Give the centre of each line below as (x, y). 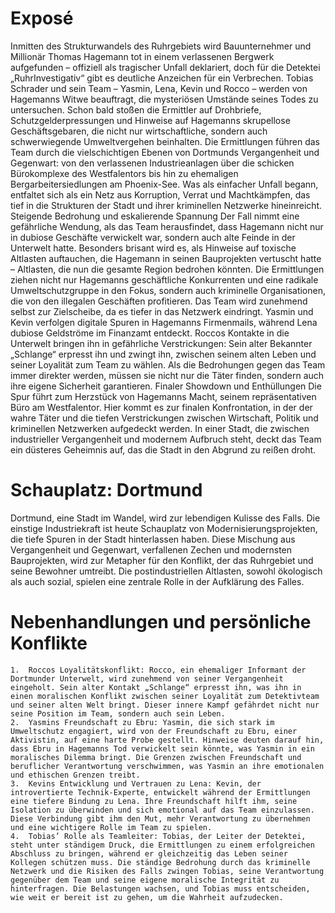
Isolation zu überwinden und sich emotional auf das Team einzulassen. (162, 810)
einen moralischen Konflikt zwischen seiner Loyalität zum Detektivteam (165, 696)
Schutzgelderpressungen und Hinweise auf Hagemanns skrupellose (150, 120)
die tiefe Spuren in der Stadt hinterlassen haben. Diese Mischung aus (153, 539)
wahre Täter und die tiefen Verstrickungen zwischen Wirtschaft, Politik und (164, 418)
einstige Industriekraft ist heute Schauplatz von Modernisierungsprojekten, (164, 528)
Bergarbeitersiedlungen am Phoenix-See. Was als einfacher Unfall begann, (164, 184)
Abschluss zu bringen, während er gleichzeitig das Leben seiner (149, 853)
